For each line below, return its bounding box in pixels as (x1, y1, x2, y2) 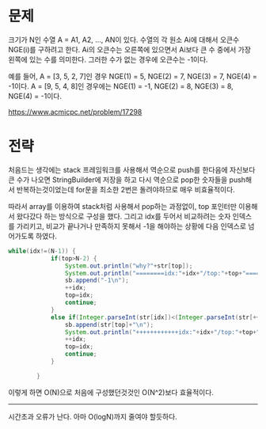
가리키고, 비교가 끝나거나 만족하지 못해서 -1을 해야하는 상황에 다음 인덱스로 (16, 221, 247, 230)
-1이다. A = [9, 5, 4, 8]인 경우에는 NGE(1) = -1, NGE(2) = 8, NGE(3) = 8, (8, 81, 234, 91)
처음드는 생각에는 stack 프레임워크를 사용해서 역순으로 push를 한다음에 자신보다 (8, 165, 256, 174)
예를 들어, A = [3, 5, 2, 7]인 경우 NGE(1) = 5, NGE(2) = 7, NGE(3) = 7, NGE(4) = (8, 71, 257, 81)
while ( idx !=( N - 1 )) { (8, 247, 77, 255)
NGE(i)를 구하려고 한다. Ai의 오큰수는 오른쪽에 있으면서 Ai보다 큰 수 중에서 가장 (8, 44, 252, 54)
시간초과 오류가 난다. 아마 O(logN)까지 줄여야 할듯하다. (8, 412, 178, 421)
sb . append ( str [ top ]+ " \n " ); (64, 321, 154, 328)
